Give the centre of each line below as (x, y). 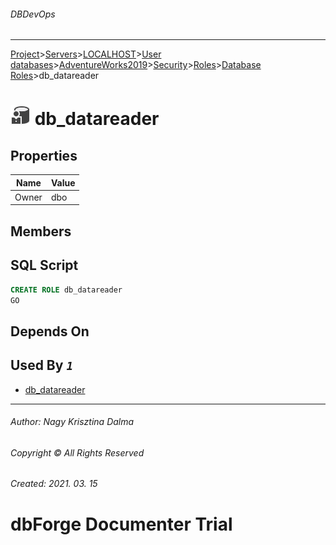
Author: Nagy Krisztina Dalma (72, 422)
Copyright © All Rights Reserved (77, 452)
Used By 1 (42, 365)
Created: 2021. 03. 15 (54, 484)
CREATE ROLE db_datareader (66, 290)
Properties (44, 155)
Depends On (50, 331)
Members (41, 231)
